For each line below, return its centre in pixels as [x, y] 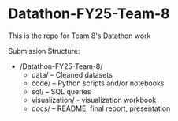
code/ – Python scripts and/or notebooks [98, 83]
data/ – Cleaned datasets [72, 74]
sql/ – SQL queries [61, 91]
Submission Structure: [44, 51]
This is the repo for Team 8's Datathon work [80, 36]
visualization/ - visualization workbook [94, 100]
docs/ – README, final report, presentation [101, 108]
